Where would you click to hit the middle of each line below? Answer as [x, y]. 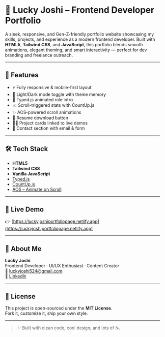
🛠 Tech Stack [27, 149]
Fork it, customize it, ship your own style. [47, 313]
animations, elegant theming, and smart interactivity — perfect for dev [76, 50]
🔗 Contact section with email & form [48, 128]
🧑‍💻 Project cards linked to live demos [50, 123]
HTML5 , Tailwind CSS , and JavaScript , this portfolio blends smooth [74, 44]
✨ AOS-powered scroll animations [47, 112]
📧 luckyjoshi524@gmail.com [34, 271]
